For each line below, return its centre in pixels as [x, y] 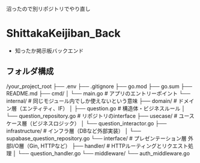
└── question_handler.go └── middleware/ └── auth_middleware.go [104, 153]
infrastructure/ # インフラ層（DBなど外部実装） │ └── [74, 131]
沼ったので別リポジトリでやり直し [48, 9]
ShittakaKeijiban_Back [64, 33]
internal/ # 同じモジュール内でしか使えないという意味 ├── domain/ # [92, 101]
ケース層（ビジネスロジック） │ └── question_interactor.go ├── [86, 123]
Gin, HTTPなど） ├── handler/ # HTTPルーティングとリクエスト [109, 146]
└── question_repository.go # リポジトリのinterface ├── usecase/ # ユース [100, 116]
